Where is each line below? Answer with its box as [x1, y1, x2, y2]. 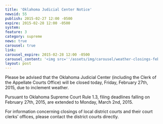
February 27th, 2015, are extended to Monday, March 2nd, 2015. [5, 99, 133, 105]
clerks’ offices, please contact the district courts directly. [5, 114, 119, 120]
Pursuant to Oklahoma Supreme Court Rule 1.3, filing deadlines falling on [5, 94, 150, 100]
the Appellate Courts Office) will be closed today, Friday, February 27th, [5, 79, 148, 85]
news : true [5, 39, 27, 44]
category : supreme [5, 34, 42, 39]
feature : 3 [5, 30, 27, 34]
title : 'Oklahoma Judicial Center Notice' [5, 7, 92, 12]
